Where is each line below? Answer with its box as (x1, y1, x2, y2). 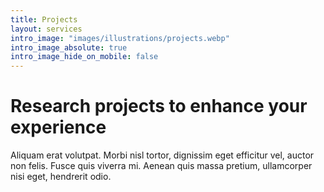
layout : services (10, 24, 83, 34)
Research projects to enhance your (10, 95, 308, 118)
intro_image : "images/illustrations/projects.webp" (10, 33, 230, 43)
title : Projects (10, 14, 78, 25)
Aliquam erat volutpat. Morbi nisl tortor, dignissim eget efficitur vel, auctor (10, 149, 315, 161)
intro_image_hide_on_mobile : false (10, 52, 159, 62)
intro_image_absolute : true (10, 42, 128, 53)
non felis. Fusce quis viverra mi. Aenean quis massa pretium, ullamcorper (10, 160, 313, 172)
